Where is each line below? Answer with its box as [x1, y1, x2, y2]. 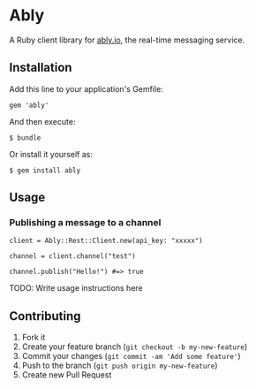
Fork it [21, 332, 46, 343]
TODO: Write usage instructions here [9, 283, 143, 294]
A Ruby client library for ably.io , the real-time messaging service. [9, 34, 245, 45]
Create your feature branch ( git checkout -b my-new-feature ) [21, 341, 248, 352]
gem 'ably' [9, 101, 49, 110]
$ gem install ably [9, 165, 81, 175]
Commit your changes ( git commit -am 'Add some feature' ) [21, 351, 241, 362]
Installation [9, 60, 72, 75]
